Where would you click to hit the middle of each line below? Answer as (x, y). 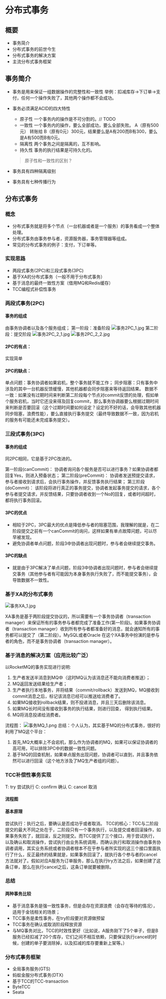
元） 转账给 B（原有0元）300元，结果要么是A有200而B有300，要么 (89, 131)
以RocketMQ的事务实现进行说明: (38, 667)
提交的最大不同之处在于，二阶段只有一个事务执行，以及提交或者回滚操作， (81, 830)
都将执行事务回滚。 (25, 500)
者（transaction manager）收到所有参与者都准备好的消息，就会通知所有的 (80, 629)
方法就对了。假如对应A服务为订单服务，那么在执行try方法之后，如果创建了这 (83, 860)
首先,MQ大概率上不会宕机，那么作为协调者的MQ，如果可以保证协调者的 (85, 742)
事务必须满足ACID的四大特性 (41, 108)
